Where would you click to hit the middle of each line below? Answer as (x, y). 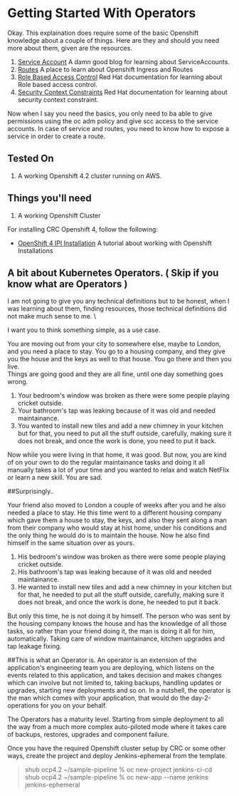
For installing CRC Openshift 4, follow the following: (83, 229)
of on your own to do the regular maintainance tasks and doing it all (106, 462)
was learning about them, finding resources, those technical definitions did (117, 309)
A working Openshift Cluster (59, 215)
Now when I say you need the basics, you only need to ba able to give (110, 113)
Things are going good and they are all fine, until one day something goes (116, 374)
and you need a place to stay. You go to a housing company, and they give (116, 351)
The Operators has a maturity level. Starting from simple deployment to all (116, 719)
